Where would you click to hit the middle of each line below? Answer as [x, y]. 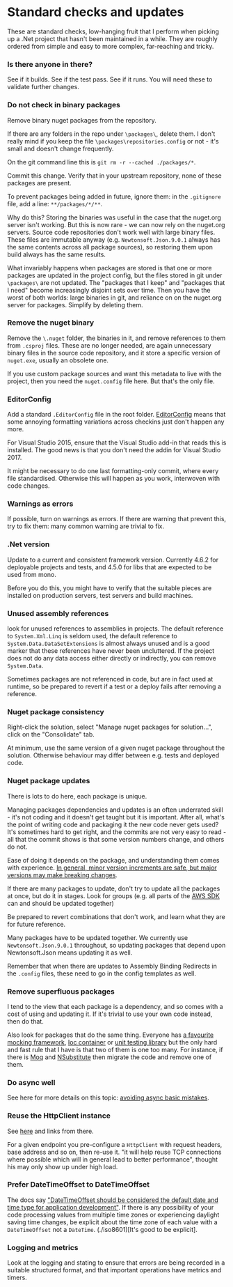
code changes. [29, 486]
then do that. [25, 1021]
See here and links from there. [50, 1131]
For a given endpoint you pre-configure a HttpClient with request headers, [115, 1144]
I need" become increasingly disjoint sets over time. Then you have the [109, 290]
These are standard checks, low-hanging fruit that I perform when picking [113, 31]
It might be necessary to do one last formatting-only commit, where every [113, 471]
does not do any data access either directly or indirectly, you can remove [112, 658]
